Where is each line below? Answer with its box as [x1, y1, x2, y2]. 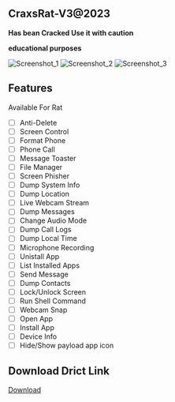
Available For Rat [8, 103, 63, 112]
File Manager [19, 162, 63, 171]
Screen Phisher [19, 171, 70, 181]
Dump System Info [19, 180, 80, 190]
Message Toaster [19, 153, 76, 163]
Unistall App [19, 251, 60, 261]
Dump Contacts [19, 278, 71, 287]
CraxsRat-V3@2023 [8, 7, 110, 21]
